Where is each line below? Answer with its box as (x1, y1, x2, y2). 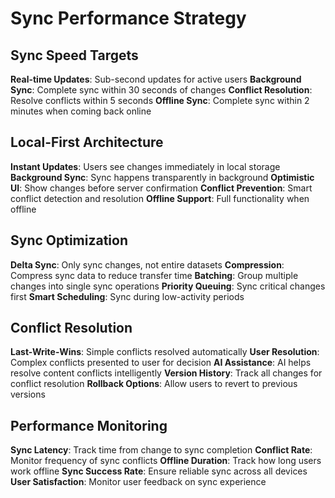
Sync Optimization (10, 232, 129, 249)
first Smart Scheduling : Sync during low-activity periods (10, 290, 245, 302)
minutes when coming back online (10, 105, 152, 117)
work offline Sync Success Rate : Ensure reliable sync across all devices (10, 465, 308, 477)
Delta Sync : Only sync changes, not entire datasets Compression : (10, 258, 285, 271)
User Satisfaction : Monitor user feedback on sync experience (10, 476, 267, 488)
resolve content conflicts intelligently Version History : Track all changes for (10, 367, 323, 379)
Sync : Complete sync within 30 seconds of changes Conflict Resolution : (10, 84, 313, 96)
